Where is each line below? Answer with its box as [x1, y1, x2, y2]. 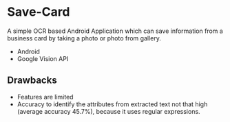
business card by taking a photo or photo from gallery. [7, 34, 162, 42]
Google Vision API [17, 54, 69, 62]
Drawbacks [7, 75, 57, 86]
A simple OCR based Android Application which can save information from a [7, 27, 224, 35]
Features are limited [17, 93, 74, 101]
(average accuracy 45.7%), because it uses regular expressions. [17, 107, 201, 115]
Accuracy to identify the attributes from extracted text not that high [17, 100, 208, 108]
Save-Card [7, 4, 70, 20]
